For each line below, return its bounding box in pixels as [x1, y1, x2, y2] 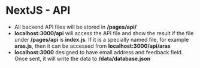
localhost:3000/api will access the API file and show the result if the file [14, 29, 194, 36]
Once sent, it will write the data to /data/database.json [14, 55, 151, 62]
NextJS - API [5, 4, 71, 17]
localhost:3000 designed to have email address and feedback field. [14, 48, 183, 55]
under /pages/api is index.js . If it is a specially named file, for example [14, 36, 189, 43]
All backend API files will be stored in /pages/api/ [14, 23, 137, 30]
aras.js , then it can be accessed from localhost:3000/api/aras [14, 42, 171, 50]
